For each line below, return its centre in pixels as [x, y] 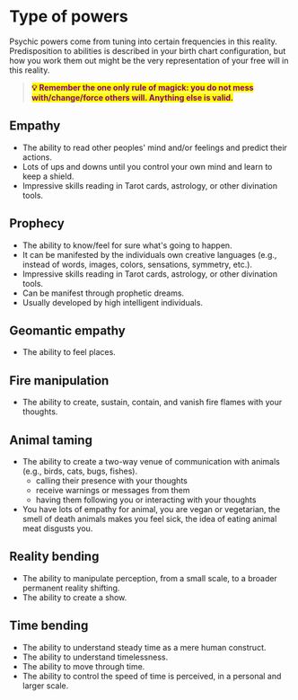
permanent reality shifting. [71, 588]
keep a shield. [48, 176]
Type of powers [69, 17]
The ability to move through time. [83, 666]
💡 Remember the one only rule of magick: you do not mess [142, 87]
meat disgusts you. [57, 528]
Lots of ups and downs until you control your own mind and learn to [147, 166]
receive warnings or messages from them [113, 490]
